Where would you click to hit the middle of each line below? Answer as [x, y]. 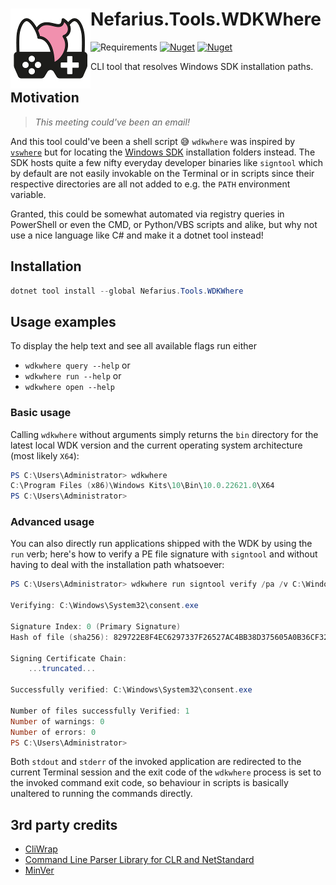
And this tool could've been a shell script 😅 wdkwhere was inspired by [153, 141]
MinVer [39, 870]
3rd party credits [64, 824]
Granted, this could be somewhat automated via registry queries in [147, 214]
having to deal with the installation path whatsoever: [117, 565]
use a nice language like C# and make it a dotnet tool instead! [137, 235]
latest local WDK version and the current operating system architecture [156, 445]
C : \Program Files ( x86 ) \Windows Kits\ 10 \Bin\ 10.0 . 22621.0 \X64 [142, 486]
